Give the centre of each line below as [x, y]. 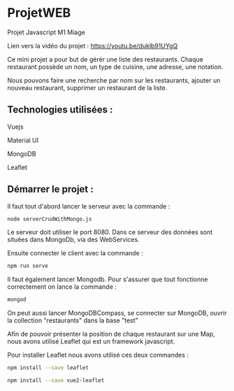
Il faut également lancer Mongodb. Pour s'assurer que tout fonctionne [108, 279]
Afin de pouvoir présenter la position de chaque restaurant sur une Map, [111, 334]
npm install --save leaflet [48, 368]
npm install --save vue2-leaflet [56, 381]
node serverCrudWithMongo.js [50, 219]
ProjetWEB [39, 13]
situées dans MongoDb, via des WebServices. [73, 240]
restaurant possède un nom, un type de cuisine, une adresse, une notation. [115, 66]
